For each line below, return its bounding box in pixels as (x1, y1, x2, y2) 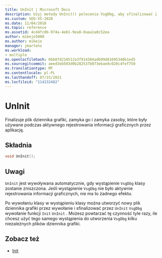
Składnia (5, 141, 32, 149)
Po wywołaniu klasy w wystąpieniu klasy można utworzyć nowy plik (5, 200, 141, 206)
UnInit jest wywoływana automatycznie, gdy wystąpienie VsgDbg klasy (5, 181, 146, 186)
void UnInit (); (5, 154, 36, 159)
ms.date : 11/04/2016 (5, 20, 47, 26)
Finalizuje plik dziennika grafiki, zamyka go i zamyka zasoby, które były (5, 116, 147, 122)
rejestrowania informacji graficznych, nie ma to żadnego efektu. (5, 191, 132, 197)
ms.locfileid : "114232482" (5, 79, 60, 84)
